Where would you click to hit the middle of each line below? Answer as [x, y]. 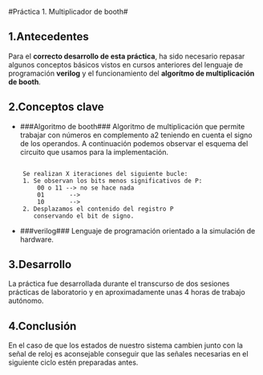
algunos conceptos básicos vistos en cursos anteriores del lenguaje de [125, 64]
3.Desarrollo [40, 265]
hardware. [37, 239]
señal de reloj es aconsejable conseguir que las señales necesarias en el [128, 354]
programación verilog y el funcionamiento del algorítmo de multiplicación [131, 73]
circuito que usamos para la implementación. [94, 152]
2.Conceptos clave [56, 107]
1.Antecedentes [49, 37]
